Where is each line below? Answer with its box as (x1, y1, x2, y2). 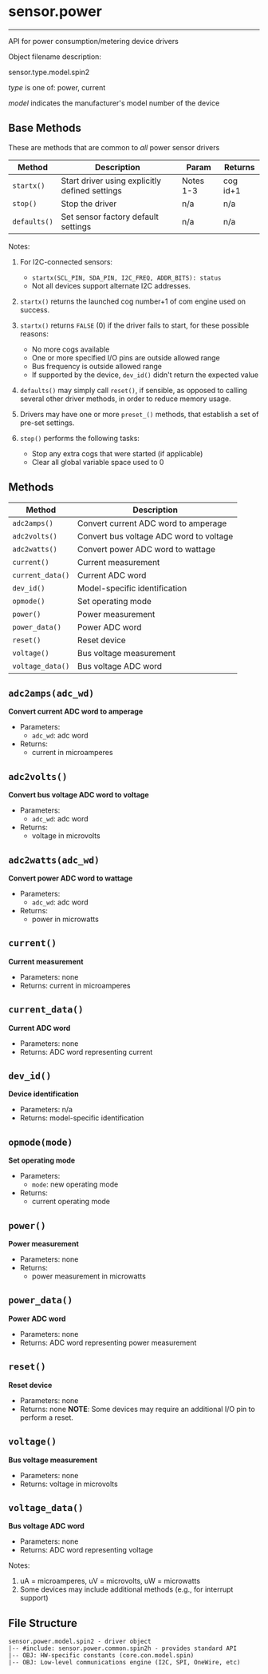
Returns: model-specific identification (19, 1113, 144, 1123)
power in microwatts (31, 914, 100, 924)
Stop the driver (61, 198, 117, 209)
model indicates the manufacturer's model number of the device (8, 98, 220, 108)
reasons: (19, 328, 49, 338)
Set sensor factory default (61, 211, 160, 222)
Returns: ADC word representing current (19, 1047, 153, 1056)
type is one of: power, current (8, 82, 106, 92)
